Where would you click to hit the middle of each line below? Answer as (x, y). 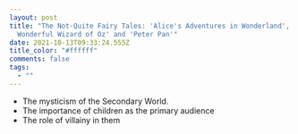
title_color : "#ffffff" (54, 51)
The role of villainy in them (71, 120)
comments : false (39, 59)
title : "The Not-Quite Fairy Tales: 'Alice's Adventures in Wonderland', (150, 26)
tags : (19, 68)
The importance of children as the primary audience (118, 110)
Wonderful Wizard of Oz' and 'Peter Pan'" (98, 34)
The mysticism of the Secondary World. (95, 101)
